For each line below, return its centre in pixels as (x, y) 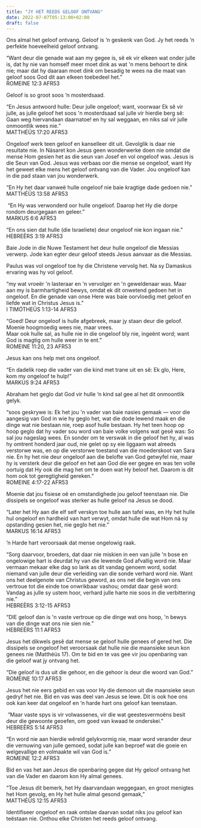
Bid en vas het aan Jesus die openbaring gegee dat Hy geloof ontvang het (98, 770)
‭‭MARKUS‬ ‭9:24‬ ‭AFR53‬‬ (33, 382)
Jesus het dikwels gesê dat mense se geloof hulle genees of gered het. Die (99, 642)
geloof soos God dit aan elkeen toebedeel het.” (64, 77)
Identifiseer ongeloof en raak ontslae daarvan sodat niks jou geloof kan (94, 812)
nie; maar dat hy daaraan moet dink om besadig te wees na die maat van (96, 71)
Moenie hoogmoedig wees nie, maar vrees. (60, 327)
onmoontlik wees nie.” (34, 126)
